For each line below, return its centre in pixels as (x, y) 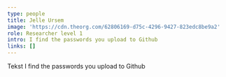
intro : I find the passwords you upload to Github (83, 40)
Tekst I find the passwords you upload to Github (76, 66)
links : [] (22, 46)
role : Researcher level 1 (45, 33)
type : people (26, 14)
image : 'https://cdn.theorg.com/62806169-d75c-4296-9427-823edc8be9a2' (114, 27)
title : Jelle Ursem (36, 20)
